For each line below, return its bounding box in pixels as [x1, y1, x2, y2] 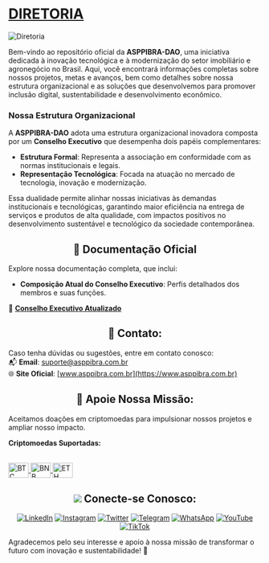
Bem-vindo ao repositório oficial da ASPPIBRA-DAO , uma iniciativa [8, 47, 230, 56]
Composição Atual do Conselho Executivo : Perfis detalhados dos [19, 279, 240, 290]
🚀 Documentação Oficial [73, 242, 197, 256]
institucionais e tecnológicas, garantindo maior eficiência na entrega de [8, 202, 245, 212]
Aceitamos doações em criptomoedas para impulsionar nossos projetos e [8, 413, 252, 423]
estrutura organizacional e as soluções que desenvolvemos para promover [8, 81, 256, 91]
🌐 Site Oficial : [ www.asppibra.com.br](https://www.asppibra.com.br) [8, 368, 238, 378]
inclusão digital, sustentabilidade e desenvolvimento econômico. [8, 89, 222, 99]
